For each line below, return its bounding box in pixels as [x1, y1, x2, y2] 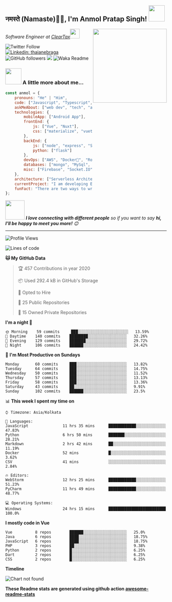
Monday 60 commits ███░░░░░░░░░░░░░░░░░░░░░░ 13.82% [5, 362, 147, 367]
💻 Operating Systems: [5, 501, 53, 506]
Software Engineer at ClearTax [5, 33, 71, 40]
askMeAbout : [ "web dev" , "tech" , [14, 105, 86, 110]
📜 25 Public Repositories [17, 299, 70, 306]
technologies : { [14, 110, 50, 115]
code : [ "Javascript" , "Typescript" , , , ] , [14, 100, 153, 105]
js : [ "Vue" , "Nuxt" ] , [32, 124, 79, 129]
